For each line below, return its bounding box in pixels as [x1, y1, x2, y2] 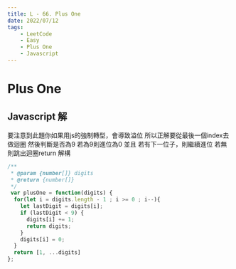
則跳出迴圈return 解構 [7, 149, 71, 157]
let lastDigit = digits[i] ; [20, 203, 103, 210]
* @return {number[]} [10, 176, 75, 184]
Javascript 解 [7, 111, 68, 123]
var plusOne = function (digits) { [10, 189, 113, 196]
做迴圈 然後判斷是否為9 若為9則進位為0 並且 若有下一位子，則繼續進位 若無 [7, 139, 227, 148]
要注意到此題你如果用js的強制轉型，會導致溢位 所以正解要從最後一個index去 [7, 131, 230, 139]
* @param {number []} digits [10, 169, 94, 176]
